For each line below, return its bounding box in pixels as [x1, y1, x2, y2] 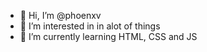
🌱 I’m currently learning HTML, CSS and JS [19, 31, 198, 42]
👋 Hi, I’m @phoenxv [19, 10, 102, 21]
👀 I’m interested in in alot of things [19, 20, 161, 32]
